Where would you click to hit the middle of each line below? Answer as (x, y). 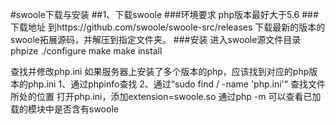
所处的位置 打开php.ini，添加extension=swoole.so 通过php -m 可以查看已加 (166, 96)
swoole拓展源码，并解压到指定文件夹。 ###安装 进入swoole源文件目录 (156, 39)
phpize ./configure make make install (86, 51)
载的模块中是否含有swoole (64, 109)
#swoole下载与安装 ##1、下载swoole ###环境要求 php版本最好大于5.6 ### (164, 14)
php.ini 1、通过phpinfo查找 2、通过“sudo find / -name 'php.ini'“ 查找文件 (176, 84)
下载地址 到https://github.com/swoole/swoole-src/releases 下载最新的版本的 (168, 27)
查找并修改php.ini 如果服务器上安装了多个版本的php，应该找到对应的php (160, 71)
